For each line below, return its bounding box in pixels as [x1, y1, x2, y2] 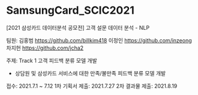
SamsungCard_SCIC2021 [6, 4, 135, 17]
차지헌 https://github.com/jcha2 [6, 44, 84, 51]
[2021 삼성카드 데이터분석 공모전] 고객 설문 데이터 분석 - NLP [6, 24, 150, 31]
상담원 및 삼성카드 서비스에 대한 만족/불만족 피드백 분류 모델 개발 [14, 69, 166, 76]
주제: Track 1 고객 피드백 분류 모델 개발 [6, 57, 97, 64]
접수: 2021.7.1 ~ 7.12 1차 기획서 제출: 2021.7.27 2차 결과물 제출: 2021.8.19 [6, 82, 178, 90]
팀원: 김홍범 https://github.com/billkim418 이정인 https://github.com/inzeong [6, 36, 192, 44]
